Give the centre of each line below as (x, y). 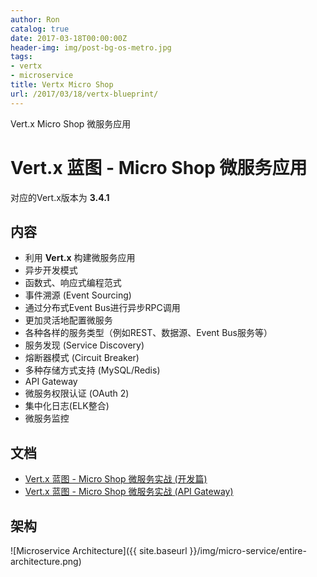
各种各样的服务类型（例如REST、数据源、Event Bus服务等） (148, 333)
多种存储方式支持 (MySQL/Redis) (92, 370)
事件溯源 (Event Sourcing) (78, 295)
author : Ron (35, 19)
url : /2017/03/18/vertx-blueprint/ (84, 94)
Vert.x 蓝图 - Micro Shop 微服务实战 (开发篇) (116, 479)
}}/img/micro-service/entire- (248, 550)
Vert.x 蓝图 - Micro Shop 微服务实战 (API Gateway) (129, 492)
